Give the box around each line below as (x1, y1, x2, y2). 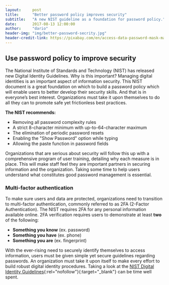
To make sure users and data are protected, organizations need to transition (5, 195, 162, 201)
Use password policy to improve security (5, 54, 137, 63)
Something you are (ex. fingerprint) (12, 237, 87, 243)
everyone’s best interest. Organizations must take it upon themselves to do (5, 94, 160, 100)
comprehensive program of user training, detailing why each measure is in (5, 156, 159, 162)
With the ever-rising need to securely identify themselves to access (5, 247, 145, 253)
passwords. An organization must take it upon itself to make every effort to (5, 258, 160, 264)
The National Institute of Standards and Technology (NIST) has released (5, 67, 154, 74)
